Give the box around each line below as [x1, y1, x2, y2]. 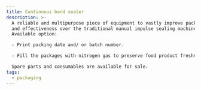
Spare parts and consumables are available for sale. [11, 64, 148, 70]
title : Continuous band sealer [6, 8, 84, 15]
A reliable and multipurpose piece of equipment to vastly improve [11, 20, 184, 26]
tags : [6, 69, 20, 75]
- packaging [11, 74, 42, 81]
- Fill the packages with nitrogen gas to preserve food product [11, 53, 178, 59]
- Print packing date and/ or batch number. [11, 42, 124, 48]
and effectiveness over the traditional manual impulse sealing [11, 25, 175, 32]
